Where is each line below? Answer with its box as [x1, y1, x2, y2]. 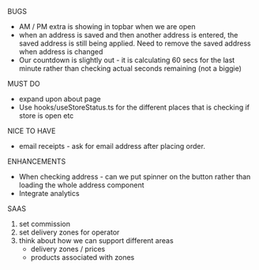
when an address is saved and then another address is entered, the [18, 31, 238, 39]
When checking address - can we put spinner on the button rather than [18, 172, 251, 181]
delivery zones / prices [30, 244, 106, 253]
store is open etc [18, 111, 74, 120]
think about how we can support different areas [18, 236, 175, 245]
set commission [18, 220, 71, 228]
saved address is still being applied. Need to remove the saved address [18, 39, 251, 48]
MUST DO [7, 79, 40, 88]
